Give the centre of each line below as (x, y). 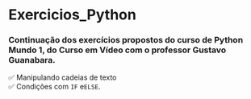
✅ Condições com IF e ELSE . (54, 87)
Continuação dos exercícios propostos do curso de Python (126, 40)
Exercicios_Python (73, 15)
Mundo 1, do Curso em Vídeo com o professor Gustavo (117, 50)
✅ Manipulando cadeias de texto (63, 77)
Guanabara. (32, 60)
